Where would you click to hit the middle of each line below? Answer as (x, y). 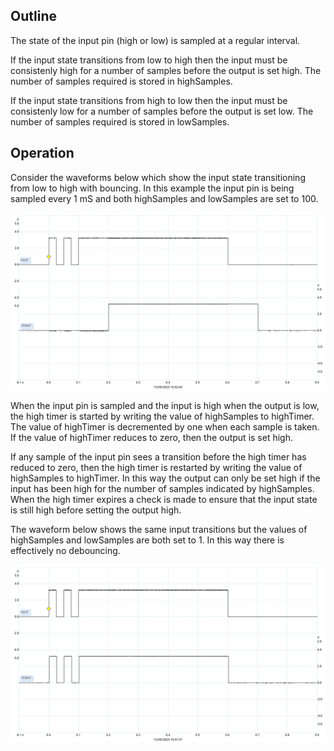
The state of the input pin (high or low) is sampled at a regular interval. (155, 40)
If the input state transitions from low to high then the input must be (149, 60)
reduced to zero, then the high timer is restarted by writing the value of (156, 468)
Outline (33, 16)
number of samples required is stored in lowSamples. (120, 121)
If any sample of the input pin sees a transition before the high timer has (158, 457)
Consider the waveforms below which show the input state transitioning (158, 177)
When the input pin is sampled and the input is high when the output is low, (165, 406)
